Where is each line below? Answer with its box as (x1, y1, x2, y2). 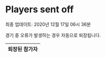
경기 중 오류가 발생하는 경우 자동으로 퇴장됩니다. (5, 32, 101, 38)
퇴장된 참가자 (8, 45, 38, 52)
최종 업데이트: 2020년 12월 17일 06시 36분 (5, 21, 91, 27)
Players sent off (5, 4, 74, 15)
